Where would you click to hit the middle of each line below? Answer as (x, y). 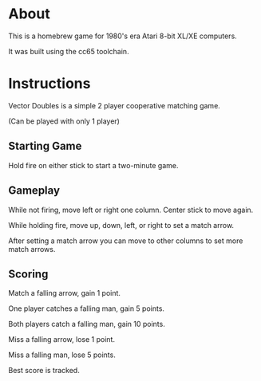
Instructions (49, 84)
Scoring (28, 274)
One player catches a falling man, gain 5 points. (87, 308)
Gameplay (34, 191)
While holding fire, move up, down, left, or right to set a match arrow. (121, 225)
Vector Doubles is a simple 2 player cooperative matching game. (115, 105)
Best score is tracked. (44, 371)
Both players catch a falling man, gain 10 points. (87, 324)
